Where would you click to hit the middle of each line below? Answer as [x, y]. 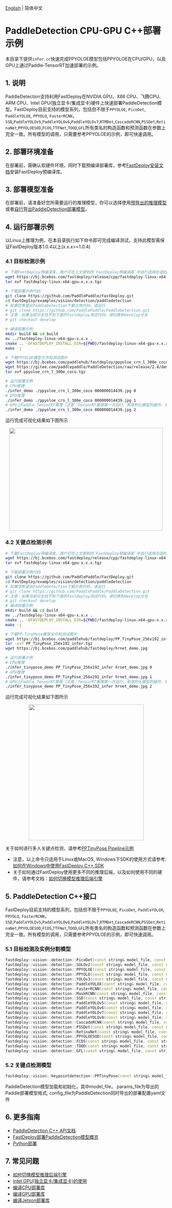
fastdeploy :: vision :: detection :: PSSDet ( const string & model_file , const [84, 1027]
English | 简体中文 [24, 8]
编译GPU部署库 [29, 1194]
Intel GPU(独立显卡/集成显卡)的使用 [50, 1181]
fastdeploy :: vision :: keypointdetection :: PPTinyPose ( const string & [78, 1076]
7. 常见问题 [22, 1161]
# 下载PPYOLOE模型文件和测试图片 [37, 358]
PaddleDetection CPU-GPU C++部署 [83, 31]
